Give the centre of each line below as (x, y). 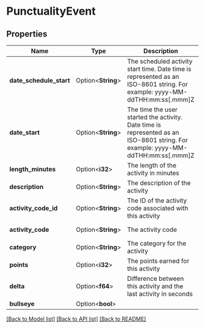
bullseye (22, 304)
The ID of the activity (157, 200)
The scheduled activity (160, 61)
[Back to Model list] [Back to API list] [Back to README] (76, 319)
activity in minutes (153, 173)
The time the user (153, 110)
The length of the (152, 165)
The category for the (157, 243)
